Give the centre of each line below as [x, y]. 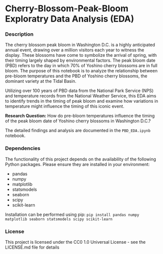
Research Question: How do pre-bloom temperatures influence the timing [80, 116]
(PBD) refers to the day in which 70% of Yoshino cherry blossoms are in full [81, 66]
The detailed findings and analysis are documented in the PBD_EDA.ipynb [78, 131]
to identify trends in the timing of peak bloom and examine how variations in [81, 101]
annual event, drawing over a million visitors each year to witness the [75, 50]
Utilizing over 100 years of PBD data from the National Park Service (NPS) [79, 91]
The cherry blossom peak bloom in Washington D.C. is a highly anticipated [80, 45]
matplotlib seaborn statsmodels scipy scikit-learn [59, 219]
